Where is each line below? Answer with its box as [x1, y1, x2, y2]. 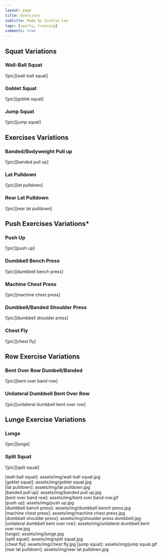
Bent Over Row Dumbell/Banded [5, 367, 83, 374]
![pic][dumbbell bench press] [5, 269, 64, 274]
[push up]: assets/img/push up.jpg [5, 499, 74, 505]
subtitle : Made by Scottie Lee [5, 18, 69, 23]
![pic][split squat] [5, 464, 40, 470]
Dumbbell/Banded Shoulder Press [5, 304, 87, 310]
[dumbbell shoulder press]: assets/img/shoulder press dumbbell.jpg [5, 515, 141, 521]
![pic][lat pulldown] [5, 182, 43, 188]
